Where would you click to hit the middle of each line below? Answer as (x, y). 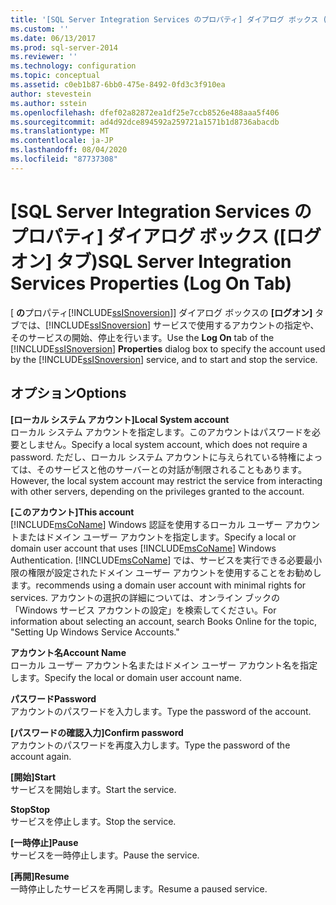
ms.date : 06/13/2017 (53, 38)
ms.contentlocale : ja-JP (62, 141)
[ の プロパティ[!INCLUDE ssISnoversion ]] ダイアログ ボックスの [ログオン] (161, 312)
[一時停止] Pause (44, 842)
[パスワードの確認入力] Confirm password (97, 732)
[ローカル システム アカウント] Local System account (120, 419)
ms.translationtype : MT (60, 131)
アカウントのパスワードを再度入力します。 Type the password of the (150, 745)
